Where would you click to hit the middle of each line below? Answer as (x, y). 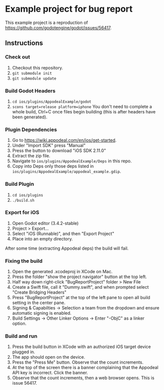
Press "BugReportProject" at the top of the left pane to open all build (81, 298)
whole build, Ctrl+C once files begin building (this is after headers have (84, 111)
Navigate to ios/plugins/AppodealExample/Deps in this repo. (72, 161)
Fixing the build (24, 261)
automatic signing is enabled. (42, 313)
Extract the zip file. (31, 156)
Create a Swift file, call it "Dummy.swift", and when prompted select (81, 287)
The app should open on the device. (49, 357)
